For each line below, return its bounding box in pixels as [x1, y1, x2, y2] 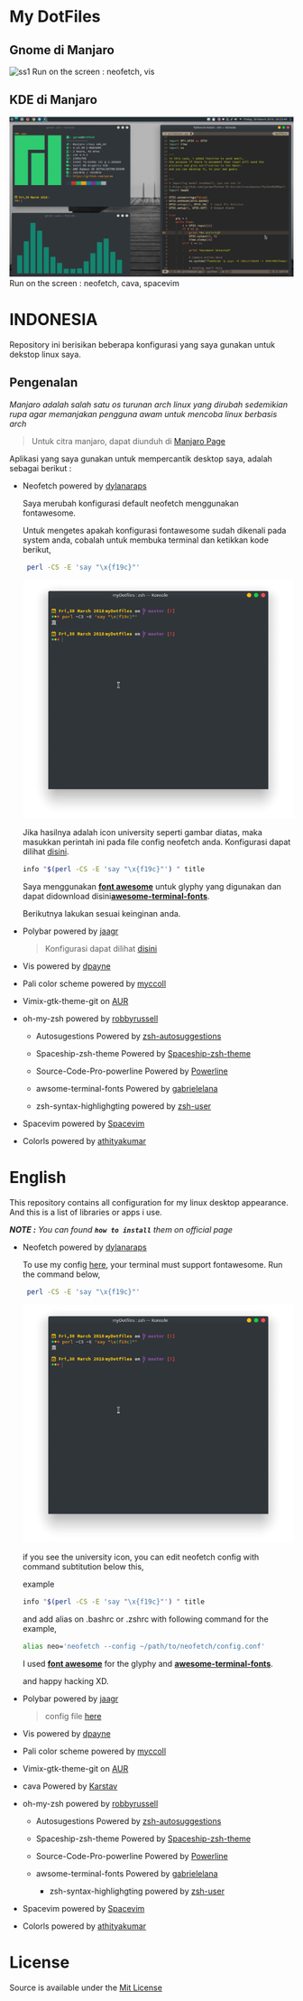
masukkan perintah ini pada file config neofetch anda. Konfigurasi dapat [22, 836, 291, 847]
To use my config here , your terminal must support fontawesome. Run [22, 1259, 283, 1270]
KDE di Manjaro [9, 92, 97, 107]
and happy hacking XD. [22, 1675, 110, 1686]
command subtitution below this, [22, 1560, 144, 1572]
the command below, [22, 1269, 101, 1280]
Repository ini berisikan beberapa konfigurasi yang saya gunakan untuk [9, 339, 276, 349]
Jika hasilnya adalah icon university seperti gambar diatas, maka [22, 826, 263, 837]
